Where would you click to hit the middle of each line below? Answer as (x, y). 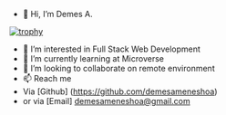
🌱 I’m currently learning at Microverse (93, 58)
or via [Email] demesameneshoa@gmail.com (106, 101)
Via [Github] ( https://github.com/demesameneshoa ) (120, 91)
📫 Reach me (47, 78)
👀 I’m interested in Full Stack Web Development (111, 49)
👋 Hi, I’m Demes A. (57, 14)
